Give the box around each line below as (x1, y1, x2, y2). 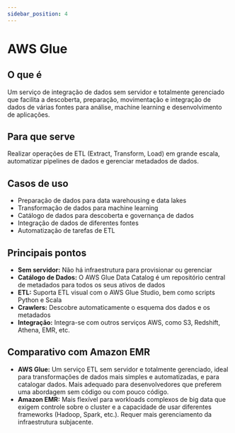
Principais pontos (7, 247, 87, 259)
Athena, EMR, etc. (17, 326, 70, 335)
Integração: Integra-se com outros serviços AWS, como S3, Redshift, (17, 318, 221, 327)
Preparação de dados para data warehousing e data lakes (17, 196, 187, 205)
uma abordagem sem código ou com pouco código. (17, 387, 169, 396)
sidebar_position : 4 (7, 10, 69, 18)
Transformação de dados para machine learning (17, 204, 159, 212)
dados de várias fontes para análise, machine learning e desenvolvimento (7, 103, 222, 111)
